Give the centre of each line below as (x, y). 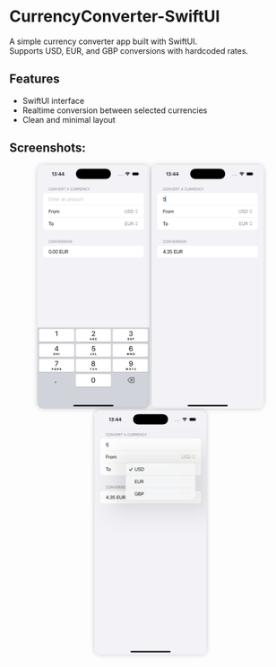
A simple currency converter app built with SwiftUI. (103, 41)
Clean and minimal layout (69, 119)
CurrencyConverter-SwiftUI (115, 17)
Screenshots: (48, 148)
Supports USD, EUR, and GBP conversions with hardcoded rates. (129, 50)
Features (34, 79)
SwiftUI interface (53, 100)
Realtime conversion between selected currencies (115, 110)
